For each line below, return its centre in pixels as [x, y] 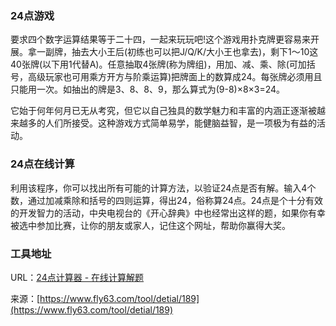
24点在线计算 [42, 164]
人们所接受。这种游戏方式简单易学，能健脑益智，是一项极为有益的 [180, 123]
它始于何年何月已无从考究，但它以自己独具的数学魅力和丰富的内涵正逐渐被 [163, 111]
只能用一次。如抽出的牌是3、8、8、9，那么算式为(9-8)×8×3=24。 [148, 89]
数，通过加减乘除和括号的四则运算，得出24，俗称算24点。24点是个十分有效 [167, 200]
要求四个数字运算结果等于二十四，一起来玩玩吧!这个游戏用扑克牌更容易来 [161, 39]
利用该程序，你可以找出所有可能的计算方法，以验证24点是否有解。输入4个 [163, 188]
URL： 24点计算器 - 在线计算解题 [77, 277]
